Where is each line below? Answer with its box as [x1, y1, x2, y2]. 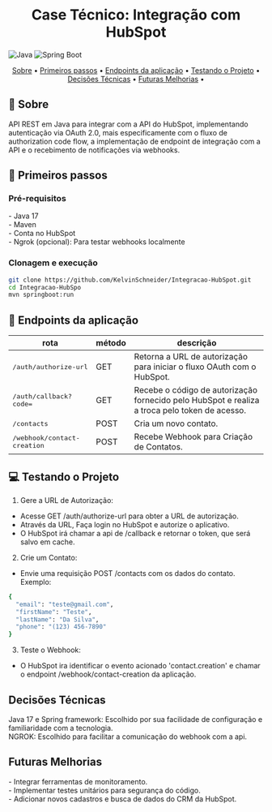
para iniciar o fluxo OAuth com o [134, 361, 257, 372]
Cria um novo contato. [134, 418, 219, 429]
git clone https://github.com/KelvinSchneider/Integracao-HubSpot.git [8, 276, 252, 284]
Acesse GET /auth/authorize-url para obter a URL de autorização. [19, 511, 239, 521]
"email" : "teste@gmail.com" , [15, 600, 114, 608]
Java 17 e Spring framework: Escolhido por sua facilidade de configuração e [8, 715, 263, 724]
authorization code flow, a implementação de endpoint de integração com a [8, 136, 261, 146]
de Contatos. [134, 441, 184, 453]
